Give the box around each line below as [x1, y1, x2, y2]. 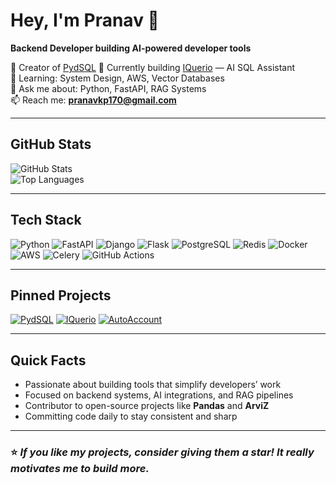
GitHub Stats [10, 136, 92, 153]
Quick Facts [10, 352, 87, 369]
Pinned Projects [10, 287, 112, 304]
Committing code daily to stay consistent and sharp [24, 410, 238, 423]
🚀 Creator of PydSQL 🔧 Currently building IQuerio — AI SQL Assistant [10, 61, 296, 73]
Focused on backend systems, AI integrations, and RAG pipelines [24, 389, 294, 401]
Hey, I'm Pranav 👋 [10, 9, 160, 32]
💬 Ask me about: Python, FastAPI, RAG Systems [10, 82, 207, 94]
